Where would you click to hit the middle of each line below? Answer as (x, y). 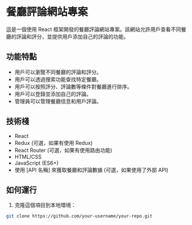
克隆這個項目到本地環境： (45, 205)
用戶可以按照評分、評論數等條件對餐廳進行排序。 (73, 86)
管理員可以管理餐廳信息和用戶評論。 (58, 101)
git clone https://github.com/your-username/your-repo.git (79, 216)
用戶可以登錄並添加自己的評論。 (53, 94)
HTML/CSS (28, 157)
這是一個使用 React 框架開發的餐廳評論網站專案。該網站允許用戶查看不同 (94, 29)
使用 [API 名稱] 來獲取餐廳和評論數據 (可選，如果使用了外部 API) (91, 169)
